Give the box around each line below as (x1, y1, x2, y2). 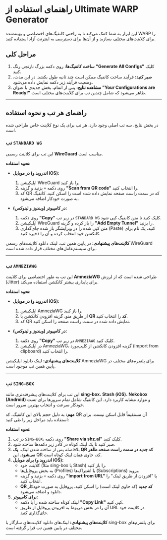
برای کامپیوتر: (12, 494, 39, 500)
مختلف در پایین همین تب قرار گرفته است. (5, 525, 82, 531)
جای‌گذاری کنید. (20, 510, 49, 516)
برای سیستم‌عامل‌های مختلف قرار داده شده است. (5, 245, 97, 251)
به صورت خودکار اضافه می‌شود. (20, 195, 79, 202)
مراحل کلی (5, 50, 36, 59)
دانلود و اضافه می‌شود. (20, 489, 62, 495)
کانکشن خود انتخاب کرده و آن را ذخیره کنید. (20, 230, 101, 236)
